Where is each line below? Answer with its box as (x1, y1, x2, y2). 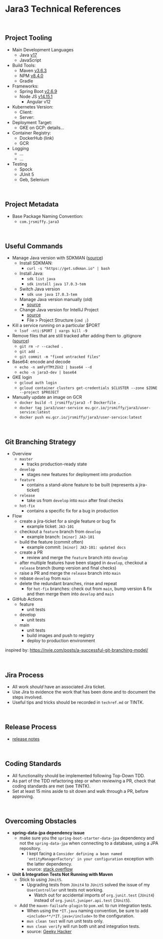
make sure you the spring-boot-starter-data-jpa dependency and (19, 835, 155, 841)
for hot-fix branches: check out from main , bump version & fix (26, 586, 152, 592)
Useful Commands (5, 242, 63, 250)
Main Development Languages (12, 46, 74, 52)
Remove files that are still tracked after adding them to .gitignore (12, 333, 142, 339)
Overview (12, 451, 32, 457)
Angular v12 (26, 99, 51, 105)
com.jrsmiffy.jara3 (19, 219, 60, 224)
